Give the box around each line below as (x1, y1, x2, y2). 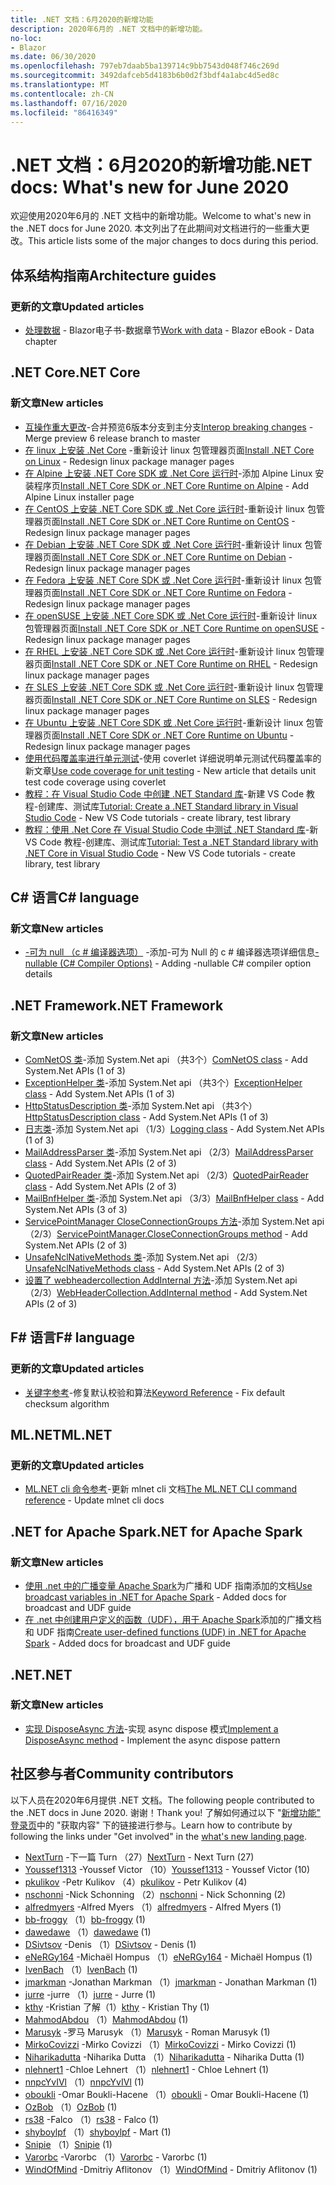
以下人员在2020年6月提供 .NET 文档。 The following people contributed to (10, 1794, 315, 1806)
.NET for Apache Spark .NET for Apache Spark (10, 1523, 303, 1540)
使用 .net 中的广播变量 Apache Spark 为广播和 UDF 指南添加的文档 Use (24, 1580, 313, 1592)
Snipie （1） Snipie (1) (24, 2138, 113, 2150)
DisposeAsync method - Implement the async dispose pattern (24, 1734, 281, 1746)
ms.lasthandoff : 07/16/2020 (10, 98, 128, 108)
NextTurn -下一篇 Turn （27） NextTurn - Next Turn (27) (24, 1851, 255, 1863)
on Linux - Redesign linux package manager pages (24, 455, 235, 467)
